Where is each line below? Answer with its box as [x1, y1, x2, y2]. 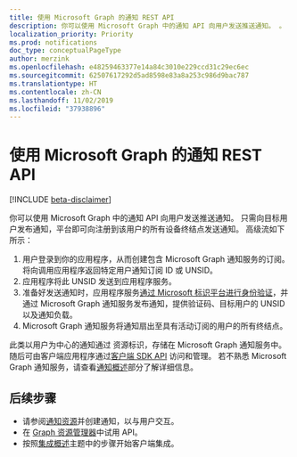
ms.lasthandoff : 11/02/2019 [9, 95, 114, 105]
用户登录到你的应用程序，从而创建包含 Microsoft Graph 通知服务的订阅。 [21, 254, 290, 265]
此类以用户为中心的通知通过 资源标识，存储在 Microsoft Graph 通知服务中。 [9, 339, 287, 350]
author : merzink [9, 54, 70, 63]
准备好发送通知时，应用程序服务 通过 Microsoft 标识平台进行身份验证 [21, 287, 274, 298]
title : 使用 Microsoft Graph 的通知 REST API [9, 12, 175, 22]
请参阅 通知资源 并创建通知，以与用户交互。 [21, 416, 179, 426]
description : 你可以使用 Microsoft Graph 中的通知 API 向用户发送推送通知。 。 [9, 21, 286, 30]
